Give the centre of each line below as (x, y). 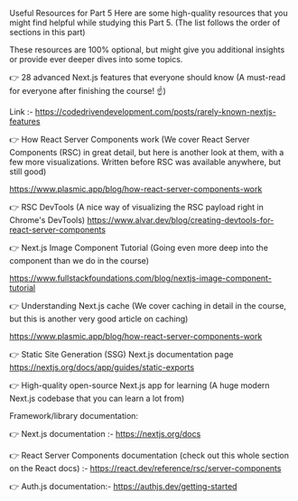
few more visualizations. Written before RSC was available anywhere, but (145, 162)
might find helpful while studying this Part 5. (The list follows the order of (145, 23)
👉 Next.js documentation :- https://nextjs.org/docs (105, 434)
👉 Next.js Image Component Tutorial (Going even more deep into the (139, 248)
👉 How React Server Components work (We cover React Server (130, 139)
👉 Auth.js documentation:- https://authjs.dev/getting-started (123, 486)
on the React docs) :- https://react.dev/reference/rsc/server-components (145, 468)
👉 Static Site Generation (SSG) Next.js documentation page (121, 354)
